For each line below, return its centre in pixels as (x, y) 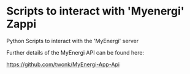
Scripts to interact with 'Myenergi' (96, 11)
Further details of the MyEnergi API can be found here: (75, 52)
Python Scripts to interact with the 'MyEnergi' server (73, 41)
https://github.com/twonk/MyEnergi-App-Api (63, 64)
